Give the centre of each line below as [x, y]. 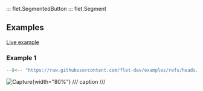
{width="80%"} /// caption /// [69, 81]
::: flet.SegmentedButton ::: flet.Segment [56, 9]
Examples [25, 27]
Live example [23, 42]
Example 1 [21, 58]
